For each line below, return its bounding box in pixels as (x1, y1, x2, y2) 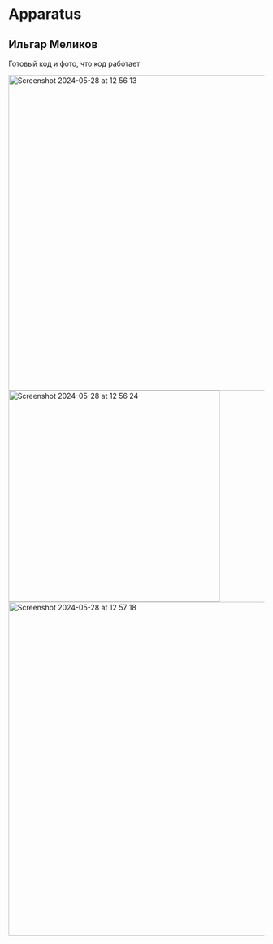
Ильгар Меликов (8, 37, 98, 51)
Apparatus (8, 5, 82, 24)
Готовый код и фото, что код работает (8, 59, 141, 68)
